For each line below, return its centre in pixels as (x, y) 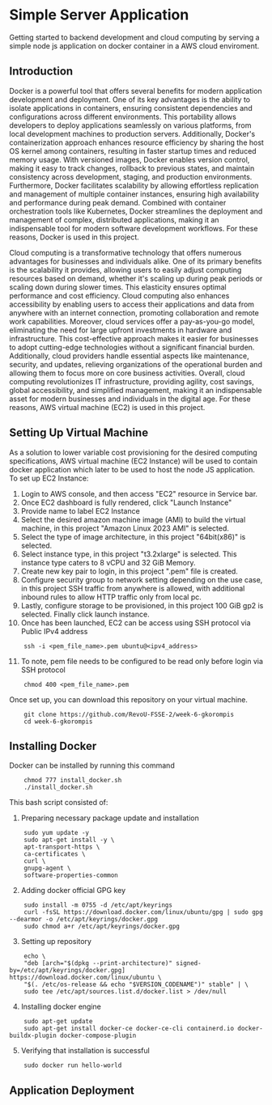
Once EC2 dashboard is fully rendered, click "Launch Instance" (126, 502)
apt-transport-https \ (62, 847)
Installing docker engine (61, 1007)
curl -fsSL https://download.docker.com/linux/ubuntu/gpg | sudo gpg (144, 912)
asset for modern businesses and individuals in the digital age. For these (130, 399)
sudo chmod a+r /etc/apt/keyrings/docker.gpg (102, 927)
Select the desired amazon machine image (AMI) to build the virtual (133, 519)
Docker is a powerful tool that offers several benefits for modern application (136, 91)
